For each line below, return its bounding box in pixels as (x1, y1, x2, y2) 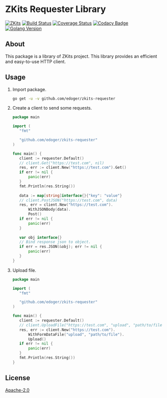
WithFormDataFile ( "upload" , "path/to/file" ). (28, 332, 125, 337)
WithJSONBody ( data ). (28, 207, 71, 212)
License (5, 374, 30, 382)
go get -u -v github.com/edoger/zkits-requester (12, 96, 116, 101)
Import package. (12, 86, 46, 92)
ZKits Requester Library (5, 4, 106, 15)
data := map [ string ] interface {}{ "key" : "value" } (19, 193, 122, 198)
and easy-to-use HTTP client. (5, 59, 66, 65)
